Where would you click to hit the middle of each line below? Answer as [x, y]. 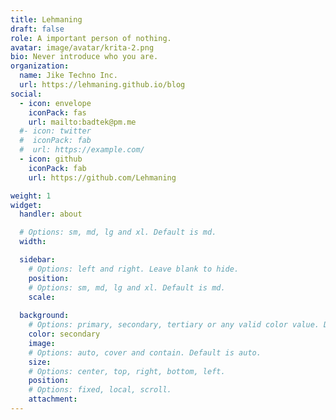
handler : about [51, 214]
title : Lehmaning [46, 19]
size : [40, 362]
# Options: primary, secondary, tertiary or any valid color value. [174, 325]
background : [44, 316]
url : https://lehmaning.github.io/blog [102, 85]
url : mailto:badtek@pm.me [82, 122]
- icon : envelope [55, 103]
